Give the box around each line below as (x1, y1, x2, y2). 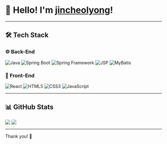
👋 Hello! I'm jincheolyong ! (5, 4, 113, 16)
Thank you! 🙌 (5, 133, 32, 139)
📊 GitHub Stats (5, 103, 54, 111)
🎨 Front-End (5, 72, 35, 79)
